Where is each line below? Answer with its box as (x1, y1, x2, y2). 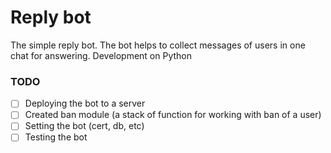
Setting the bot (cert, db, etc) (24, 120, 145, 132)
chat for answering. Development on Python (10, 49, 193, 61)
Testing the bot (24, 131, 88, 143)
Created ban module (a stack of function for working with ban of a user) (24, 109, 322, 121)
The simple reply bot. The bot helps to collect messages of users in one (10, 39, 306, 51)
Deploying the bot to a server (24, 97, 146, 110)
